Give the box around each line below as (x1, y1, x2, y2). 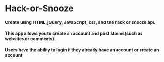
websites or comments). (5, 36, 56, 41)
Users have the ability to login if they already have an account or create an (5, 47, 159, 53)
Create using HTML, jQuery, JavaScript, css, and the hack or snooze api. (5, 19, 156, 25)
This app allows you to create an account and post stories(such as (5, 30, 143, 37)
